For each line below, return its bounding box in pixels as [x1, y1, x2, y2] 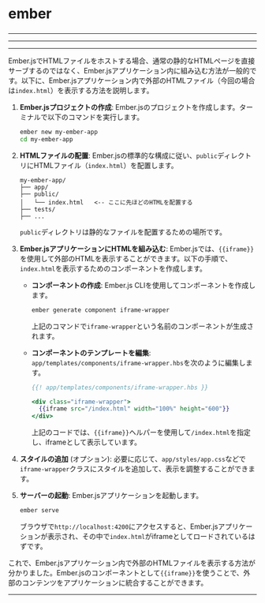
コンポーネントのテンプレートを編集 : [31, 348, 151, 358]
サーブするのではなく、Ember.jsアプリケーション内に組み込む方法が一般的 [8, 66, 250, 76]
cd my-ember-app [19, 135, 73, 143]
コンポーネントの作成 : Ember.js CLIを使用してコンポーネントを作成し [31, 280, 256, 290]
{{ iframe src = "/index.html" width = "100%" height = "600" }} [38, 405, 230, 413]
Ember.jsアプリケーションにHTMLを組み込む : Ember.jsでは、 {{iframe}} [19, 244, 255, 253]
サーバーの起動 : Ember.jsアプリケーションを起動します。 [19, 491, 203, 500]
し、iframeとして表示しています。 [31, 437, 142, 447]
